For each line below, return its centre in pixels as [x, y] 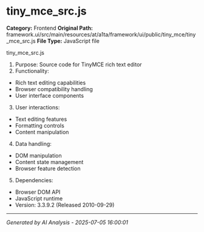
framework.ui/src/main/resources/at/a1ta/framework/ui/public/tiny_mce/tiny [101, 34]
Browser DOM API [38, 192]
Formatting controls [40, 125]
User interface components [49, 95]
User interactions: [37, 107]
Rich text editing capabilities [50, 83]
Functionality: [32, 70]
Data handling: [33, 143]
